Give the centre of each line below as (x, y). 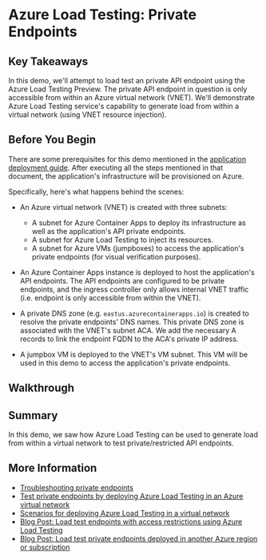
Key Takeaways (48, 61)
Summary (33, 415)
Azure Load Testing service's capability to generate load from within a (124, 106)
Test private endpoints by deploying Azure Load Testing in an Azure (131, 496)
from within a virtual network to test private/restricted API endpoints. (121, 443)
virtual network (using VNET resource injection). (87, 115)
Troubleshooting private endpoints (77, 487)
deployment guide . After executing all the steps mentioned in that (116, 167)
